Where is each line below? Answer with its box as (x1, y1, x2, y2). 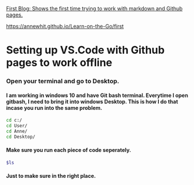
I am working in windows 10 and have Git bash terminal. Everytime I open (6, 92, 189, 99)
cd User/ (6, 123, 28, 129)
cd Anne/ (6, 128, 28, 135)
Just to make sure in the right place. (6, 173, 96, 180)
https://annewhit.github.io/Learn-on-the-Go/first (6, 23, 124, 30)
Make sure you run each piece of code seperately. (6, 147, 131, 154)
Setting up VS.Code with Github (6, 44, 165, 57)
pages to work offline (6, 56, 113, 70)
